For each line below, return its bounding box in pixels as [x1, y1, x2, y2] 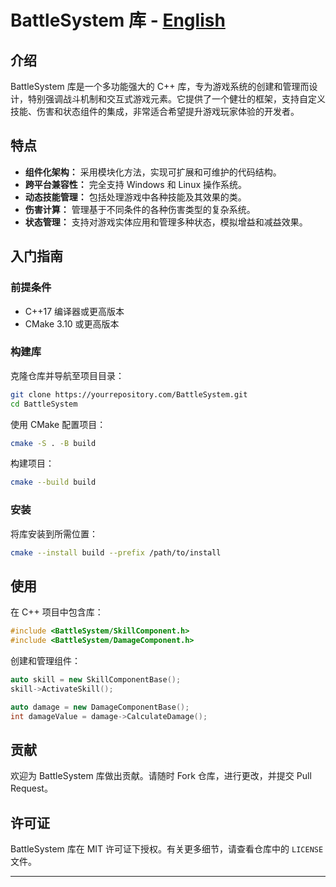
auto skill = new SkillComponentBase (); [10, 675, 182, 685]
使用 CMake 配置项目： [10, 418, 107, 430]
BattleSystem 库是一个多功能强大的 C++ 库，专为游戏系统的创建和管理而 [10, 81, 310, 92]
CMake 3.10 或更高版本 [24, 317, 120, 330]
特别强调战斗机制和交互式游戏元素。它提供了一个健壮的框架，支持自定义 [27, 93, 326, 105]
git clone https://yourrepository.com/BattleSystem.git [10, 389, 248, 400]
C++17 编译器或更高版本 [24, 305, 125, 317]
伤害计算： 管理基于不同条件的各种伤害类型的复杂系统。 [24, 203, 256, 215]
